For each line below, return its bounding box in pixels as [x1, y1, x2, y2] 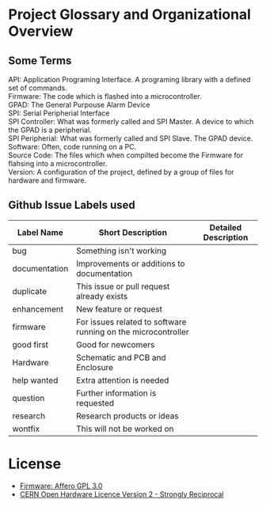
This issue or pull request [76, 281, 170, 292]
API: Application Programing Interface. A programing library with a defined [8, 75, 251, 84]
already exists [76, 290, 128, 301]
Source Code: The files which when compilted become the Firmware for [8, 150, 244, 160]
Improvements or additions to [76, 258, 185, 269]
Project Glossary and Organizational [8, 6, 252, 24]
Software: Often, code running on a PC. [8, 142, 137, 151]
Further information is [76, 388, 157, 399]
